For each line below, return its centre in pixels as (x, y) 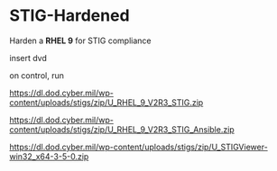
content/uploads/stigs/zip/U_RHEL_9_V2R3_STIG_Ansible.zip (122, 129)
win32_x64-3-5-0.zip (49, 156)
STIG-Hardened (69, 16)
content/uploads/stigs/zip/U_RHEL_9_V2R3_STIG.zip (106, 102)
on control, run (37, 75)
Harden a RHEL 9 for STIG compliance (80, 40)
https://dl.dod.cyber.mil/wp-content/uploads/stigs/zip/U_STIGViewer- (138, 147)
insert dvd (28, 58)
